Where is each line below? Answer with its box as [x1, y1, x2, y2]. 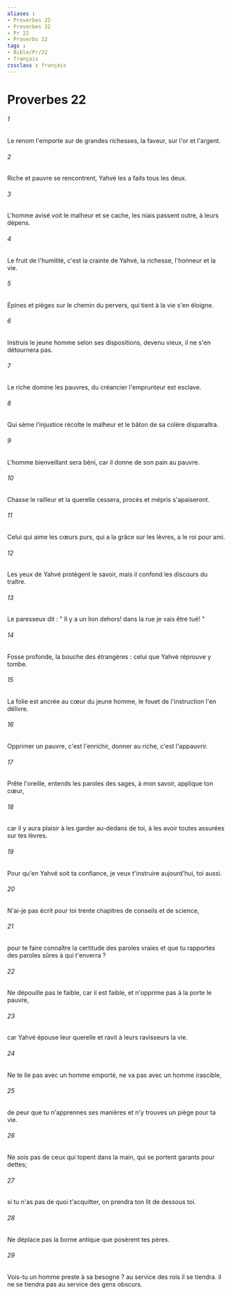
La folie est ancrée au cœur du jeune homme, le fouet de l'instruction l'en [7, 697, 217, 705]
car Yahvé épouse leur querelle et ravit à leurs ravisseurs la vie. [7, 1033, 188, 1042]
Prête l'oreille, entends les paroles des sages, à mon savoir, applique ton [7, 779, 213, 788]
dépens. [7, 219, 31, 227]
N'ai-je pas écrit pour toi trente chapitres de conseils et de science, [7, 906, 199, 914]
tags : [7, 42, 26, 49]
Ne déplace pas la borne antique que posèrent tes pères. [7, 1235, 170, 1244]
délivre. [7, 704, 29, 712]
